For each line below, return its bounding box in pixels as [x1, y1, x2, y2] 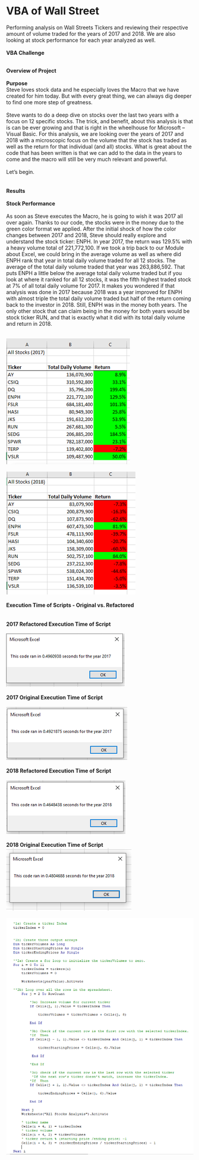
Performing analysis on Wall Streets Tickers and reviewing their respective [6, 24, 188, 31]
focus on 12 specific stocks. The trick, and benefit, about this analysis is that [6, 117, 193, 124]
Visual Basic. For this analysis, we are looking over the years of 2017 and [6, 130, 184, 138]
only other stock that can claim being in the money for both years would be [6, 307, 190, 314]
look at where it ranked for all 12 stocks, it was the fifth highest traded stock [6, 276, 192, 283]
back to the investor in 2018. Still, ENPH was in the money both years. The [6, 301, 187, 308]
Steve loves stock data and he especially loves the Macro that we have [6, 86, 179, 93]
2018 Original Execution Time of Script [6, 841, 103, 848]
